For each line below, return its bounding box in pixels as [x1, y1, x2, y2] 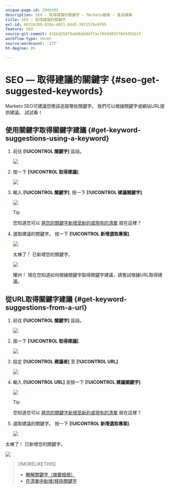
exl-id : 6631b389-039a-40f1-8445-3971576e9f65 [5, 22, 107, 27]
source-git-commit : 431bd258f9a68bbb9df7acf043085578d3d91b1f [5, 31, 141, 36]
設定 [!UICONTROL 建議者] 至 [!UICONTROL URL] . [12, 359, 120, 365]
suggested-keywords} [5, 85, 104, 97]
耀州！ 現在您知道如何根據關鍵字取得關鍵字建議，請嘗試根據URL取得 [12, 272, 158, 278]
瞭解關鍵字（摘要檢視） [25, 472, 75, 478]
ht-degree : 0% [5, 46, 36, 51]
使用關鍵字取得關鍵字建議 [5, 125, 86, 134]
